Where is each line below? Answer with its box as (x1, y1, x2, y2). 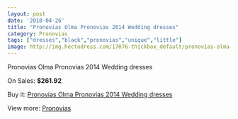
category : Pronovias (7, 30, 69, 38)
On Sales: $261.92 (7, 76, 62, 85)
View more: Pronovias (7, 104, 72, 112)
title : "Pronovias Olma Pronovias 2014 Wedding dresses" (7, 23, 179, 30)
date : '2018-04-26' (7, 17, 65, 24)
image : (7, 43, 27, 50)
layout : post (7, 10, 46, 18)
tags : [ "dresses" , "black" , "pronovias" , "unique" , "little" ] (7, 37, 182, 44)
